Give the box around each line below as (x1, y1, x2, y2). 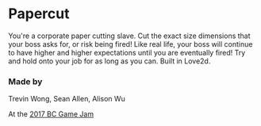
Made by (8, 76, 43, 87)
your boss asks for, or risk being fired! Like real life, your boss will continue (8, 39, 253, 48)
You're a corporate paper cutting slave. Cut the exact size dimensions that (8, 31, 251, 40)
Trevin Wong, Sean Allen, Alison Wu (8, 94, 125, 104)
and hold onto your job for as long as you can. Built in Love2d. (8, 56, 211, 66)
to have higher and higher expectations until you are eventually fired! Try (8, 48, 246, 57)
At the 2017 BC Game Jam (8, 109, 94, 119)
